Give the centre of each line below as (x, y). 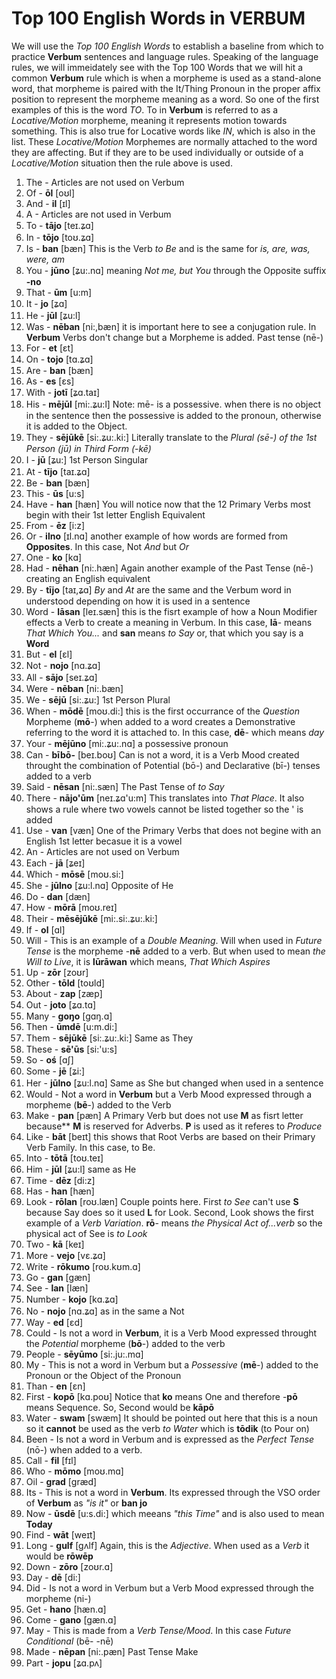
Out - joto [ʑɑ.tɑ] (61, 1004)
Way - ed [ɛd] (54, 1322)
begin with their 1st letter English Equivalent (115, 514)
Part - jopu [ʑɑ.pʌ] (64, 1663)
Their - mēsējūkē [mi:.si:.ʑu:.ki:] (91, 918)
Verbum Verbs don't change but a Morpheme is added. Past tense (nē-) (174, 337)
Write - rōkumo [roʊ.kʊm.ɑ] (83, 1266)
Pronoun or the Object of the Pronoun (103, 1375)
